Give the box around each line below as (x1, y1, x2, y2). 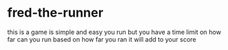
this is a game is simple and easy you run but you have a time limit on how (7, 28, 222, 36)
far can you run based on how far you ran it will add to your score (7, 35, 196, 43)
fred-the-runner (7, 5, 104, 21)
